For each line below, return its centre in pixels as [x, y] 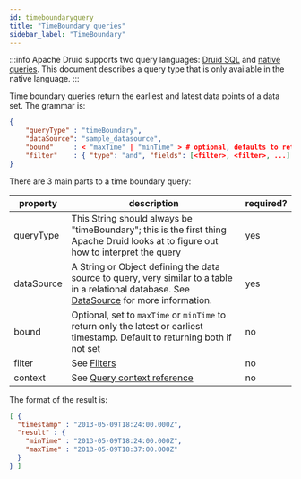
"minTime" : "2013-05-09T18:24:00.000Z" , [103, 441]
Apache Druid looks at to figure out [145, 240]
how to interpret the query [126, 252]
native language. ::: [44, 79]
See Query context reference [133, 378]
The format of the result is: [58, 399]
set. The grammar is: [47, 106]
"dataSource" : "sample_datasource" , [94, 139]
